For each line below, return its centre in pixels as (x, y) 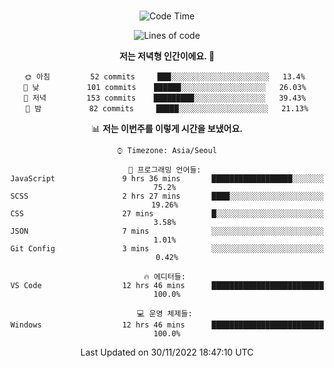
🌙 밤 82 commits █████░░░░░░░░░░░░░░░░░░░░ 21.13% (167, 109)
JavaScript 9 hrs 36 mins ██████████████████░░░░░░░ (167, 179)
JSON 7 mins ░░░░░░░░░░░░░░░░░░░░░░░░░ (167, 231)
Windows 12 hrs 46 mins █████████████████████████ (167, 325)
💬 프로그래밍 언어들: (165, 170)
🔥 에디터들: (164, 277)
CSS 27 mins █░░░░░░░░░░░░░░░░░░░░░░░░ (167, 214)
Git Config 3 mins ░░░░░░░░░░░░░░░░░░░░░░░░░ (167, 249)
